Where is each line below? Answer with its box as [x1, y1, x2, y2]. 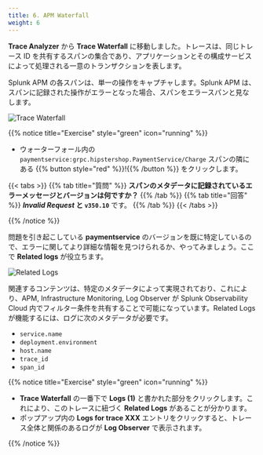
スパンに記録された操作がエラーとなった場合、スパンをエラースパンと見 [8, 87, 243, 96]
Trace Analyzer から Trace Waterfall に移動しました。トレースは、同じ [8, 41, 239, 51]
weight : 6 [8, 19, 41, 27]
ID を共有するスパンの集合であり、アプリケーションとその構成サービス [23, 51, 253, 60]
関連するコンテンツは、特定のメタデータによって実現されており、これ [8, 283, 234, 293]
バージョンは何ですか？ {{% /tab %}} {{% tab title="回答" [62, 190, 248, 200]
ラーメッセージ [8, 190, 57, 200]
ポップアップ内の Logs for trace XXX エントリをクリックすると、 [19, 413, 232, 422]
